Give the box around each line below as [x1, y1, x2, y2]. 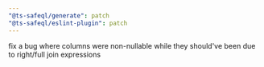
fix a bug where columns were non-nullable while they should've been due [8, 41, 256, 50]
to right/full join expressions [8, 49, 101, 59]
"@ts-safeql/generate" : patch [8, 11, 110, 20]
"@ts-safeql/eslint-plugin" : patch [8, 19, 128, 27]
